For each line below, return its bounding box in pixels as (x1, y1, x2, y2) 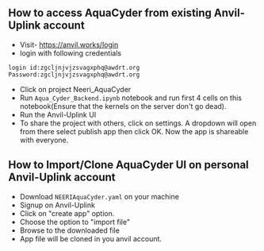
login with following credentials (19, 48, 121, 58)
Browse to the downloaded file (19, 226, 121, 235)
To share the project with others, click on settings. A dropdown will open (19, 118, 257, 128)
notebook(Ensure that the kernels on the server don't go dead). (19, 101, 227, 110)
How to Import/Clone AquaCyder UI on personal (8, 158, 250, 172)
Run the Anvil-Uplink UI (19, 110, 97, 119)
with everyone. (19, 135, 69, 145)
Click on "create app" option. (19, 208, 115, 218)
